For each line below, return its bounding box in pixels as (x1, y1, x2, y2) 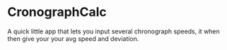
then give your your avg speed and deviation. (7, 34, 139, 42)
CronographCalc (7, 4, 107, 20)
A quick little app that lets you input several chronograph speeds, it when (7, 27, 221, 35)
